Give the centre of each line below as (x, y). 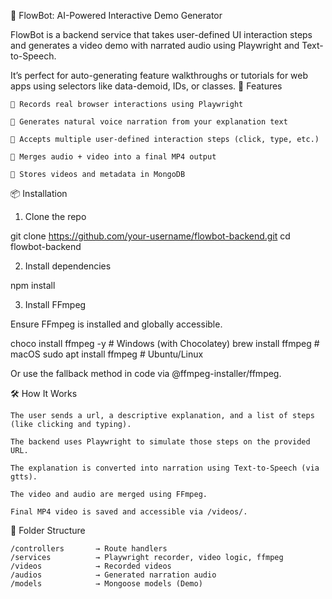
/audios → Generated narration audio (113, 575)
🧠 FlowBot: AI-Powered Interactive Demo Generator (116, 15)
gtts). (24, 477)
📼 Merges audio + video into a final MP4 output (113, 157)
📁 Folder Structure (48, 530)
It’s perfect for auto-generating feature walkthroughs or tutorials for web (159, 75)
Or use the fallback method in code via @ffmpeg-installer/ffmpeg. (146, 373)
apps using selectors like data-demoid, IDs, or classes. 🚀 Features (146, 86)
